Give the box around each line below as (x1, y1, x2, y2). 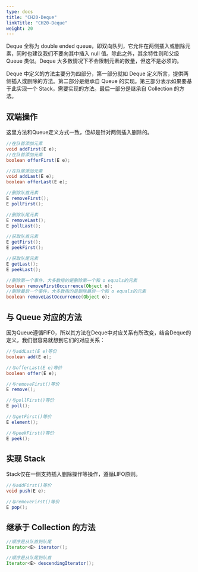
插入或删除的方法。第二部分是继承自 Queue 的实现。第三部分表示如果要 (11, 78, 187, 85)
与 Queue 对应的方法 (6, 312, 82, 322)
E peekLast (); (6, 266, 42, 272)
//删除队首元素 (6, 190, 39, 196)
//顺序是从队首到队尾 (6, 539, 52, 545)
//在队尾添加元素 (6, 168, 43, 174)
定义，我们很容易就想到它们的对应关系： (6, 337, 105, 343)
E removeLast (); (6, 217, 46, 223)
